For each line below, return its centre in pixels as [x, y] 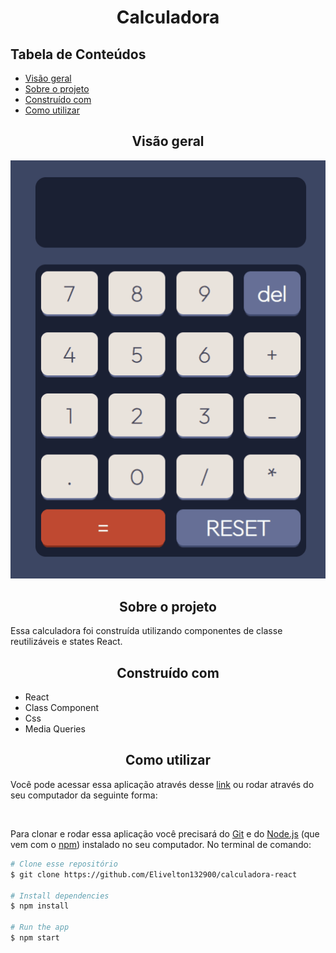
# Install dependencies [60, 896]
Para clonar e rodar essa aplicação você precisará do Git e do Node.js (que [165, 833]
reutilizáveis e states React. [66, 642]
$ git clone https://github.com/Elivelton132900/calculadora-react [154, 874]
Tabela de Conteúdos [78, 54]
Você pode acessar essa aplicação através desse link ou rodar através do [162, 784]
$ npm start [35, 938]
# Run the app [40, 927]
